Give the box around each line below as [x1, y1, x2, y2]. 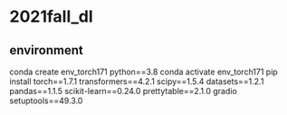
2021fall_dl [9, 6, 93, 27]
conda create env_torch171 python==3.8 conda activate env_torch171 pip [9, 66, 278, 77]
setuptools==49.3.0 [9, 95, 83, 106]
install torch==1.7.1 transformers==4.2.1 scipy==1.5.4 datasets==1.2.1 [9, 76, 264, 87]
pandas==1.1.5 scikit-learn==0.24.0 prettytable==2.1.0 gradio [9, 86, 237, 96]
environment [9, 43, 83, 58]
